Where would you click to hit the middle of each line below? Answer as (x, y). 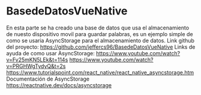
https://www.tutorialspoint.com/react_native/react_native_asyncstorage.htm (100, 72)
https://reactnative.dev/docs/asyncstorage (59, 85)
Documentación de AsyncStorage (48, 79)
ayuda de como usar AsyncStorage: (50, 53)
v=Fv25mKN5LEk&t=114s (37, 60)
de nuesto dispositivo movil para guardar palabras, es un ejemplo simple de (100, 34)
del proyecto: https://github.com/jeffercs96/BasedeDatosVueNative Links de (101, 47)
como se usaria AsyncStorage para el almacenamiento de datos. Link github (100, 40)
